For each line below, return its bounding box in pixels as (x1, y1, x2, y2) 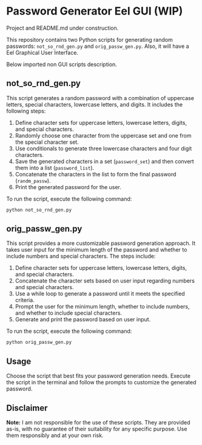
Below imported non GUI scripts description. (6, 61, 117, 68)
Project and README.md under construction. (6, 24, 119, 32)
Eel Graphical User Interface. (6, 49, 79, 56)
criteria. (15, 296, 35, 304)
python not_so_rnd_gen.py (6, 207, 72, 213)
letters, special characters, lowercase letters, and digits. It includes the (6, 101, 183, 108)
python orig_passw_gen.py (6, 340, 72, 346)
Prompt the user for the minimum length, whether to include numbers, (15, 303, 190, 310)
